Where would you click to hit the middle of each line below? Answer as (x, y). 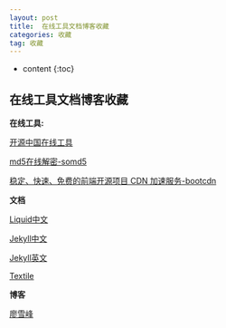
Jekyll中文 (28, 239)
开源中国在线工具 (41, 142)
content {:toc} (48, 69)
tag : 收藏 (26, 43)
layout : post (34, 18)
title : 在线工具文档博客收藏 (60, 26)
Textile (22, 276)
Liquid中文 (29, 219)
